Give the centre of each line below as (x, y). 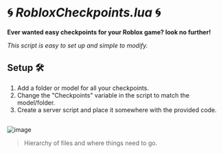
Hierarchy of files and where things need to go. (91, 143)
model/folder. (36, 102)
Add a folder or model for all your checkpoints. (83, 88)
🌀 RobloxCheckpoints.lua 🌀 (84, 13)
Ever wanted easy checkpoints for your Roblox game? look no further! (109, 32)
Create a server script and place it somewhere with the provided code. (117, 110)
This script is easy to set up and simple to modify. (78, 45)
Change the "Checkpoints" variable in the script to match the (103, 95)
